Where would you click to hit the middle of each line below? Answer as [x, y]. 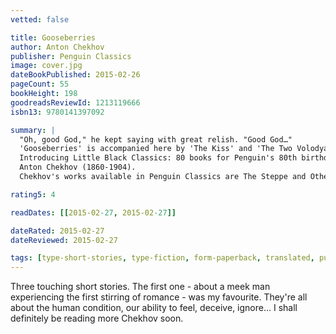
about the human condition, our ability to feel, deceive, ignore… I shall [154, 308]
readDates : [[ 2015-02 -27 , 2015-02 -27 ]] [93, 212]
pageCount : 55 [40, 84]
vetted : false [40, 19]
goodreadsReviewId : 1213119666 [75, 102]
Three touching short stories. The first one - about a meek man [140, 287]
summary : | [33, 130]
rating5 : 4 [33, 194]
